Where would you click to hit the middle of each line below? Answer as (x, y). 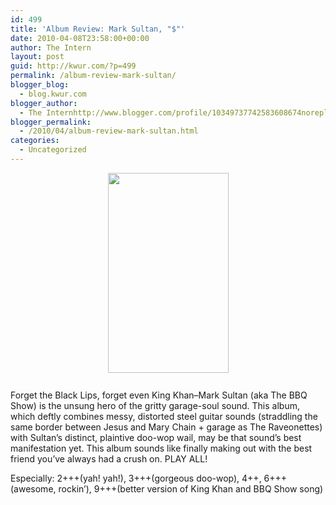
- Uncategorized (53, 150)
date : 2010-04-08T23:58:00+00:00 (80, 38)
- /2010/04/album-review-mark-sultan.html (109, 131)
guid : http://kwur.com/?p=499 (73, 66)
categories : (35, 141)
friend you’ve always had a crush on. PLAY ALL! (109, 458)
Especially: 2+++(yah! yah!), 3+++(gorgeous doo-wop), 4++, (136, 478)
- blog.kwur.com (53, 94)
